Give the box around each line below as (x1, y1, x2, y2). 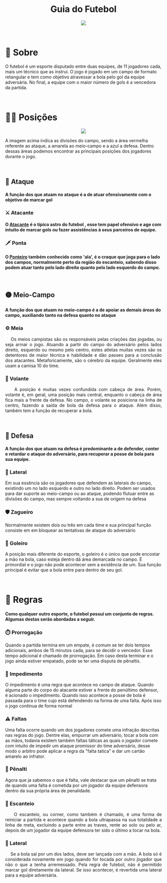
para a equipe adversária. (5, 872, 58, 879)
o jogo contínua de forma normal (5, 703, 73, 709)
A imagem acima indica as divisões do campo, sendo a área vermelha (5, 137, 148, 143)
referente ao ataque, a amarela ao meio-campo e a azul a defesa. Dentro (5, 143, 154, 149)
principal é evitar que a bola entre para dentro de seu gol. (5, 567, 123, 573)
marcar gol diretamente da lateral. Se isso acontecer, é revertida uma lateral (5, 867, 162, 873)
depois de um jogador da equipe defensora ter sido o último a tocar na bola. (5, 827, 161, 834)
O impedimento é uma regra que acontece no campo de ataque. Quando (5, 682, 154, 688)
